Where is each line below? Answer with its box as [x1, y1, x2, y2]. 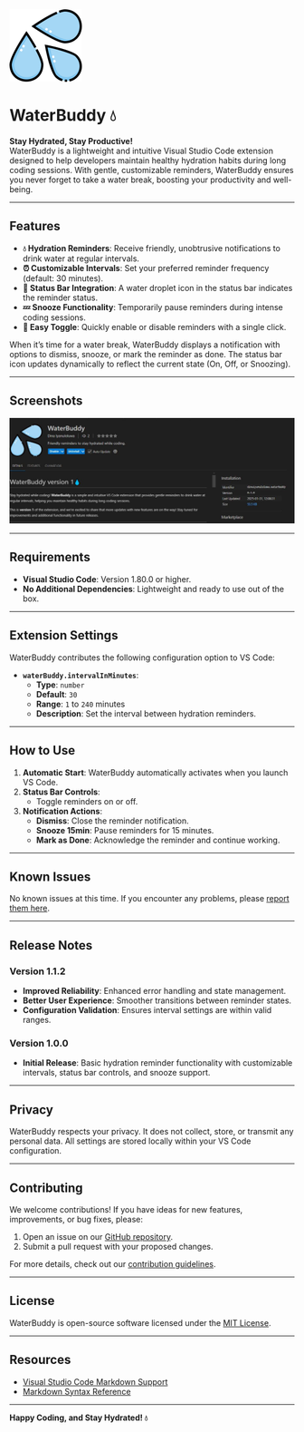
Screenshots [9, 394, 83, 409]
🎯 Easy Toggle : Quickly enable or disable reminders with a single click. [22, 321, 287, 332]
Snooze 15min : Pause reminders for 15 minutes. [35, 824, 214, 835]
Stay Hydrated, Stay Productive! [9, 135, 133, 146]
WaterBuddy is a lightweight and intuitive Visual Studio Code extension [9, 145, 274, 156]
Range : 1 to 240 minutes [35, 698, 126, 709]
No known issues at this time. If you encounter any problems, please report [9, 893, 290, 904]
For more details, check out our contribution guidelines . [9, 1258, 216, 1269]
